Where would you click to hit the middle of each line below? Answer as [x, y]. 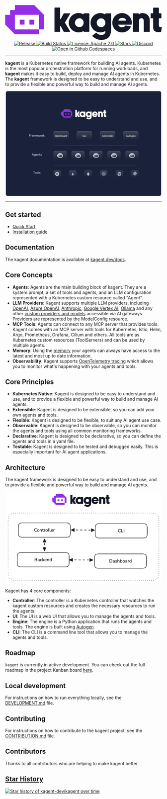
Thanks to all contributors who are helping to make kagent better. [72, 763]
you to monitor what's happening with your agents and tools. [75, 366]
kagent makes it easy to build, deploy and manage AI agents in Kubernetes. [83, 74]
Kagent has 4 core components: [38, 591]
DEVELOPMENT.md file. [30, 703]
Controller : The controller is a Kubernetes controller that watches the [83, 600]
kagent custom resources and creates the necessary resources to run [84, 606]
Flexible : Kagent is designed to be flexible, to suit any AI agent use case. [87, 420]
